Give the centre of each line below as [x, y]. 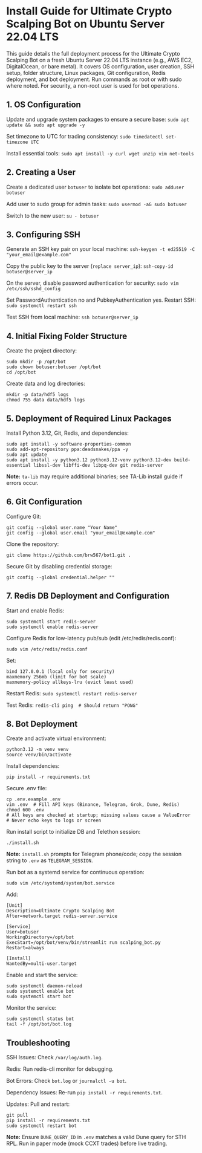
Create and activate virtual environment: [56, 738]
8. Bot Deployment [42, 724]
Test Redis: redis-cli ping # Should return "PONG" [72, 705]
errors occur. [22, 483]
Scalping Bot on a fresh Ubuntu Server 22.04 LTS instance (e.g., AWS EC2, [100, 60]
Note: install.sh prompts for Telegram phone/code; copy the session [94, 854]
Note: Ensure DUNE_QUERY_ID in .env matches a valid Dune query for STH [96, 1137]
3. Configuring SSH [43, 234]
